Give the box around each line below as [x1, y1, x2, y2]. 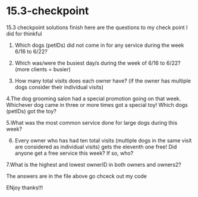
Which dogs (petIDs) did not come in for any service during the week [14, 42, 184, 49]
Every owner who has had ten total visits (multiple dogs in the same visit [14, 136, 192, 144]
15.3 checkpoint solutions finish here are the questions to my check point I [6, 24, 188, 31]
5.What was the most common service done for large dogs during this [6, 119, 178, 126]
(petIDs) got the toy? [6, 107, 56, 115]
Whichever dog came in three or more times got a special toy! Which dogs [6, 101, 188, 108]
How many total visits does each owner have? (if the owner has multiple [14, 77, 191, 84]
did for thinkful [6, 30, 42, 37]
